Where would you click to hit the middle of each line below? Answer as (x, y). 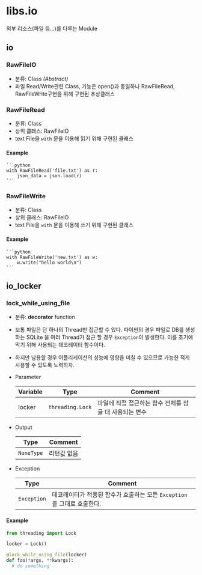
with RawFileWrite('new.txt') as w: (52, 257)
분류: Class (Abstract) (41, 79)
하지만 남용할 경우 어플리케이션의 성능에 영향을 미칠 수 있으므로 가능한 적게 (103, 357)
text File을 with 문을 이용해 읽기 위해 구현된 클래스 (74, 138)
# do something (31, 566)
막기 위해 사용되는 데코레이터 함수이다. (60, 345)
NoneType (30, 453)
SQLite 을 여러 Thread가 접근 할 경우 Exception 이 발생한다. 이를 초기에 (110, 337)
